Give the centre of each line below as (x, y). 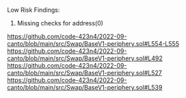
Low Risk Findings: (34, 10)
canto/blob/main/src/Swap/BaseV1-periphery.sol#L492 (85, 58)
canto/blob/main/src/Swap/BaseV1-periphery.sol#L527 (85, 73)
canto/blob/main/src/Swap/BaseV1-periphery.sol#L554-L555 (93, 44)
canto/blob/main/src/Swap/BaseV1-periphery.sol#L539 (85, 87)
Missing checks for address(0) (60, 23)
